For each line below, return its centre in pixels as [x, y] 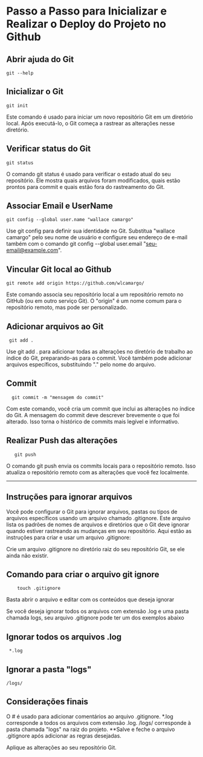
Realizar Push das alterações [62, 441]
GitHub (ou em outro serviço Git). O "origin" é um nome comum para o [94, 301]
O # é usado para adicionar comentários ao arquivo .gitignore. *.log [90, 716]
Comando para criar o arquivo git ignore [83, 574]
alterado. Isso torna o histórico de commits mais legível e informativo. [93, 421]
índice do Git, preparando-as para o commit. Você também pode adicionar [99, 358]
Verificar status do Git [49, 149]
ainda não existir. [27, 555]
